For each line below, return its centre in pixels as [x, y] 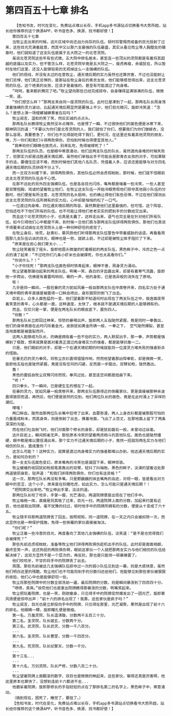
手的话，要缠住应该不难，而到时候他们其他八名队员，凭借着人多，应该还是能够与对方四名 [85, 162]
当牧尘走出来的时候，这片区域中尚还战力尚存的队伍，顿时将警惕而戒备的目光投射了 [87, 42]
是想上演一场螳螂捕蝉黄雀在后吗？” [45, 113]
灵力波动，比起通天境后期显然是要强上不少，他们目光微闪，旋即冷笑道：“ [90, 107]
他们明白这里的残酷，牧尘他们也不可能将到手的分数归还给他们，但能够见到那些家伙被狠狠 [85, 572]
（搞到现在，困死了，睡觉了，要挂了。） [47, 698]
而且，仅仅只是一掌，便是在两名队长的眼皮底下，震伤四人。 [66, 309]
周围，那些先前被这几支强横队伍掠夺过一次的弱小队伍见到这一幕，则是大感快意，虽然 [89, 566]
